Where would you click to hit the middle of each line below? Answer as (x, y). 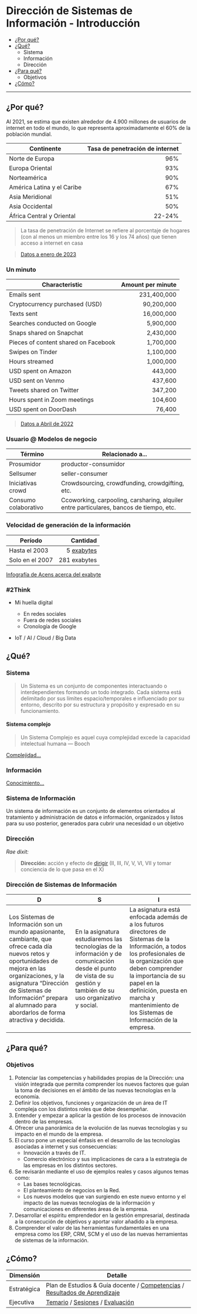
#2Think (18, 589)
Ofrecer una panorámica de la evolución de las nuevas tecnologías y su (101, 1128)
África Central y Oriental (43, 216)
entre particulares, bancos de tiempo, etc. (118, 508)
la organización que (157, 961)
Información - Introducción (73, 23)
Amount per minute (149, 285)
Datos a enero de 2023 (48, 254)
